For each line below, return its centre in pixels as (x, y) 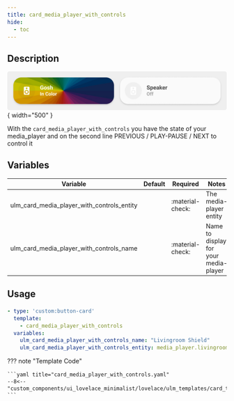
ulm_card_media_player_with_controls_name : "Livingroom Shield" (115, 340)
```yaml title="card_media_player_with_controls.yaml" (88, 375)
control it (20, 143)
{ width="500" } (30, 115)
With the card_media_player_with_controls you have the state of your (107, 128)
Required (186, 184)
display (216, 241)
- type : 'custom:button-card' (51, 311)
